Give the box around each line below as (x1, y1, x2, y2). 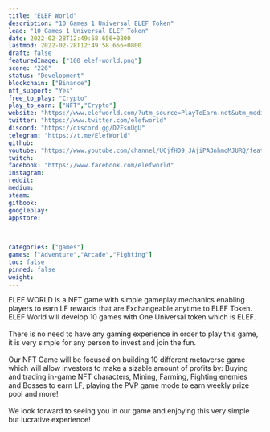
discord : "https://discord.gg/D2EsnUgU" (8, 124, 146, 132)
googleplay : (8, 206, 48, 214)
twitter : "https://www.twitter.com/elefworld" (8, 117, 167, 125)
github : (8, 138, 35, 147)
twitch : (8, 154, 35, 162)
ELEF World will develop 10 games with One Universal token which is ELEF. (8, 312, 256, 322)
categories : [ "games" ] (8, 243, 84, 252)
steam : (8, 191, 31, 200)
